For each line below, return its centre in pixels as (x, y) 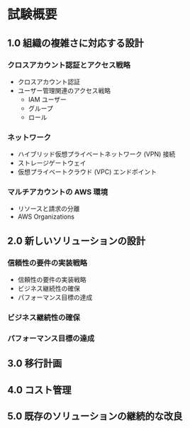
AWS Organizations (46, 216)
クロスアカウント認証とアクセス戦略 (69, 65)
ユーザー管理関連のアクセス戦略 (64, 90)
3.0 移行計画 (35, 364)
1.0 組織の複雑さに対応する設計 (76, 43)
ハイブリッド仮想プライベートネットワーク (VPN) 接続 (96, 154)
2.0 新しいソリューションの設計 (77, 241)
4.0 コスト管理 (40, 390)
